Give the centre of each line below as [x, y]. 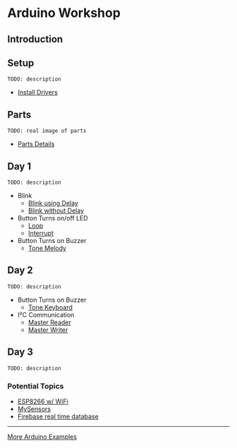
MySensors [34, 408]
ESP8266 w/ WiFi [43, 401]
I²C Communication [46, 314]
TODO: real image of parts [47, 131]
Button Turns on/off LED [53, 218]
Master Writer [48, 329]
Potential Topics [36, 386]
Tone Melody [47, 248]
